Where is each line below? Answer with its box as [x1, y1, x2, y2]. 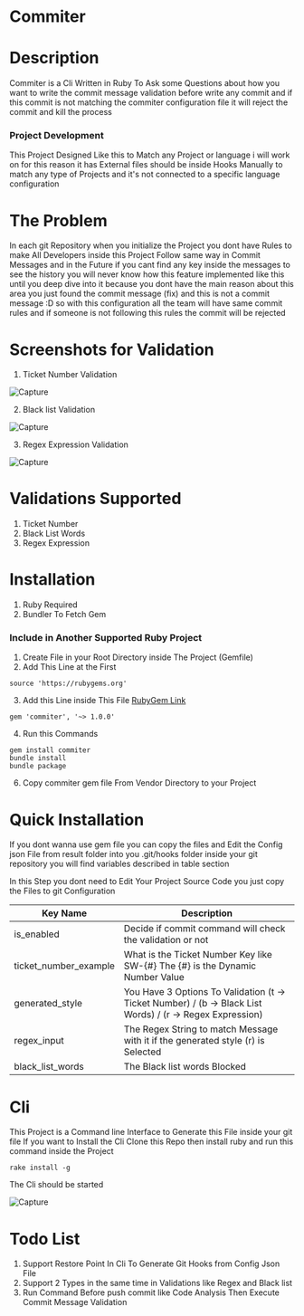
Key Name [42, 907, 88, 920]
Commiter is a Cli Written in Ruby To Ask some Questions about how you [9, 78, 280, 89]
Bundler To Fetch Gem [22, 609, 107, 620]
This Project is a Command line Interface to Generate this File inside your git [9, 1127, 293, 1138]
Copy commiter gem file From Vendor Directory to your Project [22, 777, 257, 788]
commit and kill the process [9, 107, 113, 118]
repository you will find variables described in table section [9, 858, 230, 870]
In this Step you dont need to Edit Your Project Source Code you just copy [9, 876, 285, 887]
